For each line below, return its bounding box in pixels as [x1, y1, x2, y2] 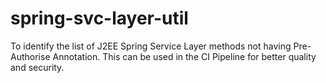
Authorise [10, 50, 51, 62]
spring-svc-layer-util [10, 7, 189, 30]
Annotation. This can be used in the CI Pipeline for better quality [52, 50, 317, 62]
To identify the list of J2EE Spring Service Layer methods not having [10, 40, 292, 52]
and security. [10, 61, 65, 73]
